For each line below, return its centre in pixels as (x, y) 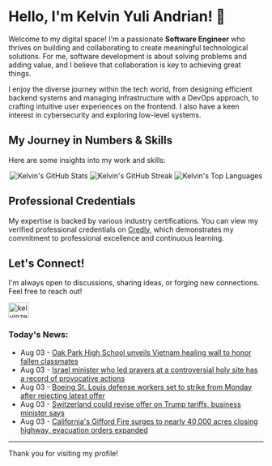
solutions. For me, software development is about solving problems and (127, 56)
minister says (42, 413)
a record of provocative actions (72, 378)
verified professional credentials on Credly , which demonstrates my (121, 229)
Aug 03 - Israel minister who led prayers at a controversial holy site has (139, 370)
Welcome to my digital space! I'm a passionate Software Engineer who (127, 39)
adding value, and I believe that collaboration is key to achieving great (125, 65)
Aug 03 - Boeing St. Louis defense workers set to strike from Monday (136, 387)
